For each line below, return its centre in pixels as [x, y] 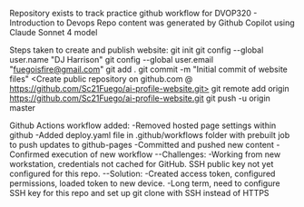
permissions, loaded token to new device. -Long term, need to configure [145, 183]
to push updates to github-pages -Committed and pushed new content [142, 145]
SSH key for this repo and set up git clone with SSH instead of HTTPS [139, 193]
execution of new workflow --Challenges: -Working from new [166, 154]
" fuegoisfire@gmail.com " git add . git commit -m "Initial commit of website [148, 69]
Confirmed [29, 154]
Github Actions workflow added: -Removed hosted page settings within [143, 125]
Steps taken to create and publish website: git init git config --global [137, 50]
